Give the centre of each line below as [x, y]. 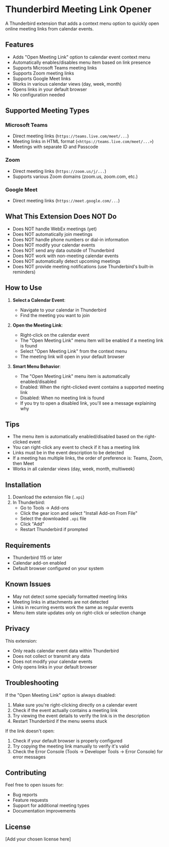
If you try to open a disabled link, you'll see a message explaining [88, 403]
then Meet [23, 464]
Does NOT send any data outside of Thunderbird [64, 250]
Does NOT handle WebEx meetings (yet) [55, 229]
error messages [29, 757]
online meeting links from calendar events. [50, 28]
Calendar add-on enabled [39, 563]
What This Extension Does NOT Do [61, 217]
